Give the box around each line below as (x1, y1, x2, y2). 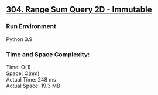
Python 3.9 (6, 35, 33, 43)
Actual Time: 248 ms (6, 76, 57, 83)
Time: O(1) (6, 63, 31, 70)
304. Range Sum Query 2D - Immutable (6, 5, 152, 15)
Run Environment (6, 22, 57, 30)
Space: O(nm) (6, 70, 40, 77)
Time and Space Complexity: (6, 50, 90, 58)
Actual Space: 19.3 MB (6, 82, 60, 89)
